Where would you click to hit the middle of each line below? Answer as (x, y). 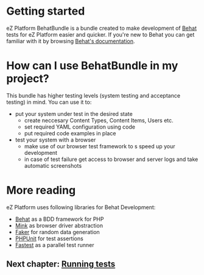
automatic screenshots (53, 165)
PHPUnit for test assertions (49, 238)
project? (28, 79)
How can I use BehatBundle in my (92, 66)
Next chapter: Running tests (61, 264)
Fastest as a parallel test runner (55, 245)
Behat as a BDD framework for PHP (59, 219)
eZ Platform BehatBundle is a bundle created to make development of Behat (101, 28)
